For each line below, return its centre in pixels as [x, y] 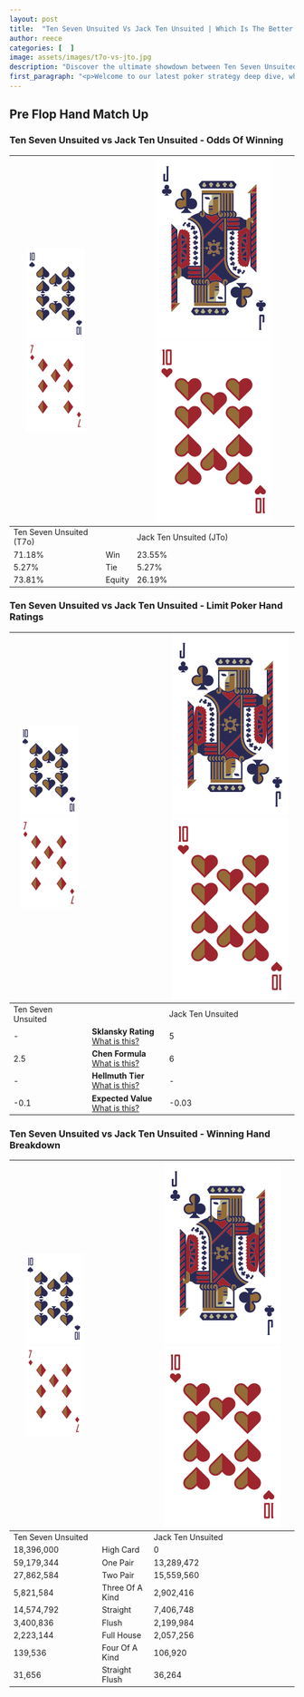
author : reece [36, 38]
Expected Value [122, 1098]
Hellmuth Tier [118, 1076]
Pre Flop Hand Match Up [79, 115]
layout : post [34, 19]
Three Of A [122, 1588]
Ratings [27, 617]
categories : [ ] [42, 48]
